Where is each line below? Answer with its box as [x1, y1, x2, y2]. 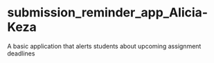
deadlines [7, 49, 35, 58]
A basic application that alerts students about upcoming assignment [7, 42, 202, 50]
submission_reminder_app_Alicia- [7, 5, 208, 21]
